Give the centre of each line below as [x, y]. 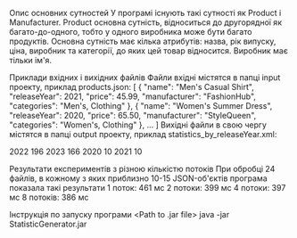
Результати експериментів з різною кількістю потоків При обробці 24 [142, 169]
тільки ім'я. [30, 60]
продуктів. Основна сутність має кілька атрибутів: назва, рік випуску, [143, 41]
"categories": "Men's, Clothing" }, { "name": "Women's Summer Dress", [141, 106]
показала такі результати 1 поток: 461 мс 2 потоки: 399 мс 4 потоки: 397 [148, 188]
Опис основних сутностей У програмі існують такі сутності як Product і [145, 13]
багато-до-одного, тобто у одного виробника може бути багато [131, 32]
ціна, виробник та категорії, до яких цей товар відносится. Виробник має [148, 51]
